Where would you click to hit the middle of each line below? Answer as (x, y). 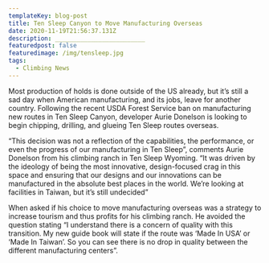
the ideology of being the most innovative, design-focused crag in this (124, 166)
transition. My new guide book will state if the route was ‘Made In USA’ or (129, 233)
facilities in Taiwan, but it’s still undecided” (78, 192)
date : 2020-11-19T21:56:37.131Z (62, 31)
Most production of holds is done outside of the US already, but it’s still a (128, 91)
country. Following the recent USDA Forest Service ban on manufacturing (130, 108)
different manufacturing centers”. (63, 250)
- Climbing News (43, 68)
